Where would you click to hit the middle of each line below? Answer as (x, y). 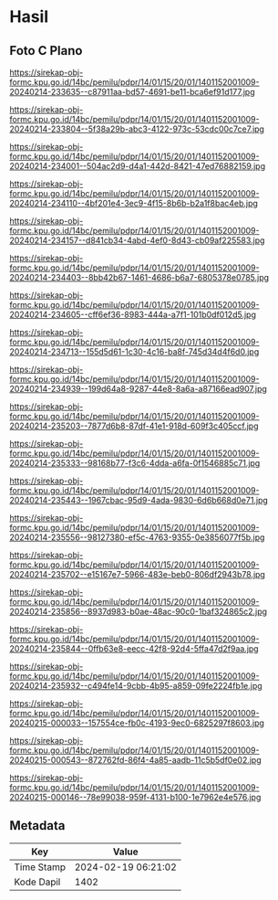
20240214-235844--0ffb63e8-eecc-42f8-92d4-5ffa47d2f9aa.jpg (134, 649)
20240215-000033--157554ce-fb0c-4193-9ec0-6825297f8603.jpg (137, 723)
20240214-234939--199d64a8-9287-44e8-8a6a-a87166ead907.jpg (138, 389)
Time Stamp (40, 867)
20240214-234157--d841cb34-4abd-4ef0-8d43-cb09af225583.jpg (137, 240)
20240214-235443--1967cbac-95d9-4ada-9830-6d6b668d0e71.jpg (139, 500)
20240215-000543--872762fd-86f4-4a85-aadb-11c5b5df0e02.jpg (135, 760)
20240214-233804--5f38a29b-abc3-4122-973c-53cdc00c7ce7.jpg (137, 129)
